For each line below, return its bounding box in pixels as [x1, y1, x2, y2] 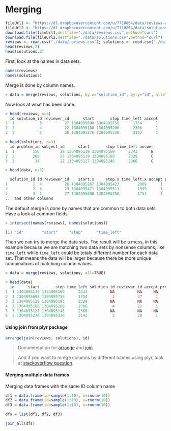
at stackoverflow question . [17, 360, 74, 366]
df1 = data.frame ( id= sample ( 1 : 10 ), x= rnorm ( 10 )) [5, 393, 110, 398]
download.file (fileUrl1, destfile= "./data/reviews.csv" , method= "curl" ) [5, 30, 158, 35]
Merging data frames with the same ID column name [5, 383, 116, 389]
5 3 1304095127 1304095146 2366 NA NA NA [5, 308, 158, 313]
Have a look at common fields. [5, 211, 69, 217]
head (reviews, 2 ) [5, 44, 40, 50]
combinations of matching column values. [5, 261, 93, 267]
